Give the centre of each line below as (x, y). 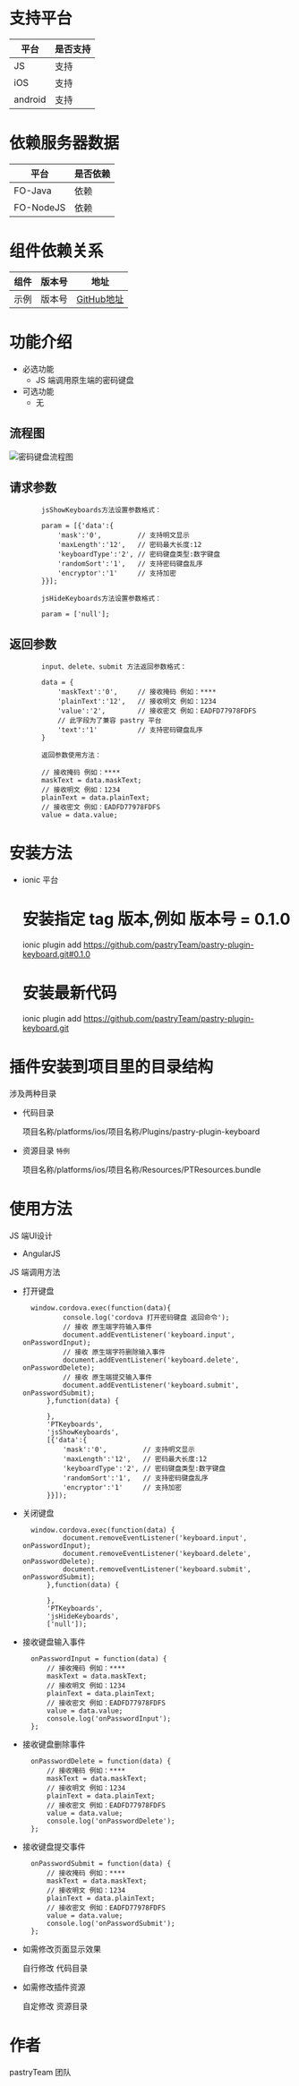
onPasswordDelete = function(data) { (101, 1761)
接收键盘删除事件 (54, 1744)
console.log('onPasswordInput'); (109, 1718)
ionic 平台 (40, 880)
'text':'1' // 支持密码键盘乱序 (130, 731)
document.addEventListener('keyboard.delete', (151, 1360)
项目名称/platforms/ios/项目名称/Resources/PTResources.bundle (141, 1169)
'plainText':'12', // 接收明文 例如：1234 (137, 702)
